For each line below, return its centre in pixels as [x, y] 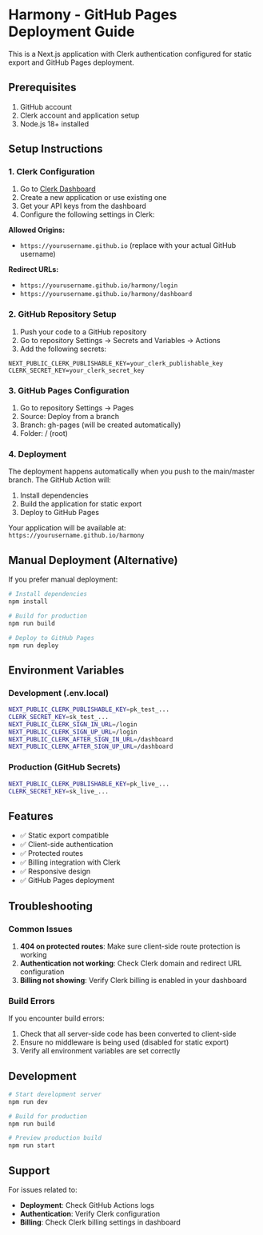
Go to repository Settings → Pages [77, 408]
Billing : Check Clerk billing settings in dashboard [100, 1222]
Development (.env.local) [59, 693]
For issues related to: [43, 1190]
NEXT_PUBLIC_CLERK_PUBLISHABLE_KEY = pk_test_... [89, 709]
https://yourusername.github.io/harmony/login [99, 286]
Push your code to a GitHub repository [83, 332]
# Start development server [55, 1094]
